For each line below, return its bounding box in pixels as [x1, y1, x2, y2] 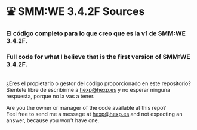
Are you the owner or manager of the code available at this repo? [6, 104, 166, 112]
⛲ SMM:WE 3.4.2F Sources [6, 5, 145, 18]
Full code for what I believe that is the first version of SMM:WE [6, 53, 190, 61]
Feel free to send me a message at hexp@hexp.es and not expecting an [6, 110, 183, 118]
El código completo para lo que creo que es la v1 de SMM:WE [6, 29, 186, 38]
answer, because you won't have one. [6, 117, 100, 124]
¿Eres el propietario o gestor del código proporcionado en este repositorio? [6, 80, 191, 87]
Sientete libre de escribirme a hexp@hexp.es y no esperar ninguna [6, 86, 170, 94]
